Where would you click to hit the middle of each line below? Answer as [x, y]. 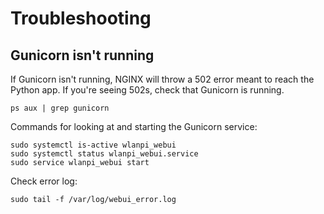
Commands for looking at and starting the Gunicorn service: [134, 126]
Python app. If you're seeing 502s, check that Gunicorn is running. [147, 90]
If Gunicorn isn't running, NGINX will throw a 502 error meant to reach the [162, 79]
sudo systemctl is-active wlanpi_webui [93, 145]
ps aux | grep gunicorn [60, 108]
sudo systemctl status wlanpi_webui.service [104, 154]
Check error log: [44, 181]
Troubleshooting [81, 18]
